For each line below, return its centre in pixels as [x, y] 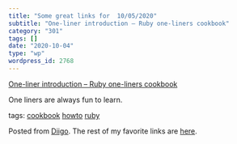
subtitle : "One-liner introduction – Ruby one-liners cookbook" [119, 23]
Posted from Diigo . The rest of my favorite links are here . [103, 131]
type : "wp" [27, 53]
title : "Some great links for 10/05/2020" [83, 16]
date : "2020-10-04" [41, 46]
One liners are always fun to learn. [66, 100]
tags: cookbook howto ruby [54, 115]
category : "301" [36, 31]
